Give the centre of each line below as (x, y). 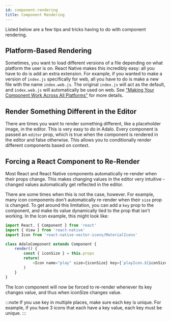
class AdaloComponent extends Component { (51, 244)
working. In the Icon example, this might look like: (57, 216)
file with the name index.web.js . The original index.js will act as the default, (85, 85)
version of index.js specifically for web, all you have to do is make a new (82, 79)
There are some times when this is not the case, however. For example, (80, 194)
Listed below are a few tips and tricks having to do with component (76, 29)
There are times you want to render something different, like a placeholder (83, 124)
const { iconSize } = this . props (59, 253)
